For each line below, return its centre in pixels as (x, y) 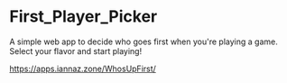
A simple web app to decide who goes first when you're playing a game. (143, 41)
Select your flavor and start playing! (76, 51)
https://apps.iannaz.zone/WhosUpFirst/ (83, 69)
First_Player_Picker (83, 17)
